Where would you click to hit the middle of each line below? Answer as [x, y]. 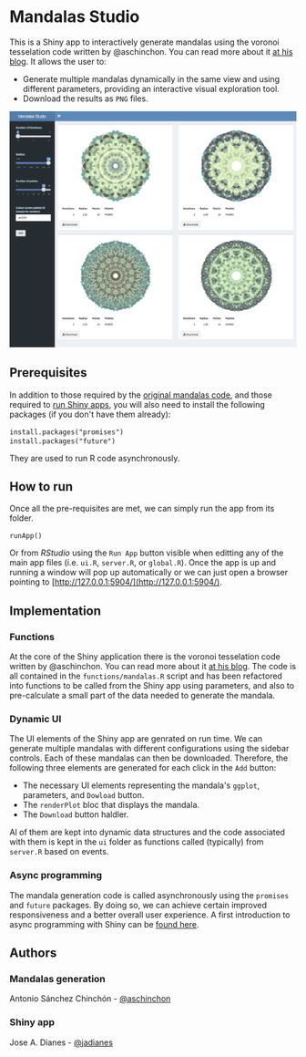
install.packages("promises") [67, 432]
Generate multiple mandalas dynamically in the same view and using [151, 78]
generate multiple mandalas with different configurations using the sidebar [149, 749]
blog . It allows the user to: [58, 61]
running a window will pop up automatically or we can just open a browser [149, 573]
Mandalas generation [58, 979]
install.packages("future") [63, 441]
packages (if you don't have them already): [90, 414]
